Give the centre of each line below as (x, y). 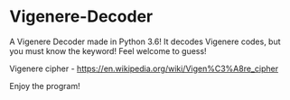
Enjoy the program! (45, 86)
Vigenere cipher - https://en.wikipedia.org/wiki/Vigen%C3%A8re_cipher (144, 68)
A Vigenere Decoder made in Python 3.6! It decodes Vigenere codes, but (145, 41)
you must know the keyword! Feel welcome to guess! (108, 50)
